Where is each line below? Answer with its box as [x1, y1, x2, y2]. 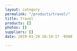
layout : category [5, 7, 40, 12]
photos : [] [5, 25, 27, 30]
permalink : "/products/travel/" [5, 12, 70, 17]
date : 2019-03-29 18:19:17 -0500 [5, 34, 73, 39]
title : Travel [5, 16, 34, 21]
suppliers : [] [5, 30, 34, 34]
